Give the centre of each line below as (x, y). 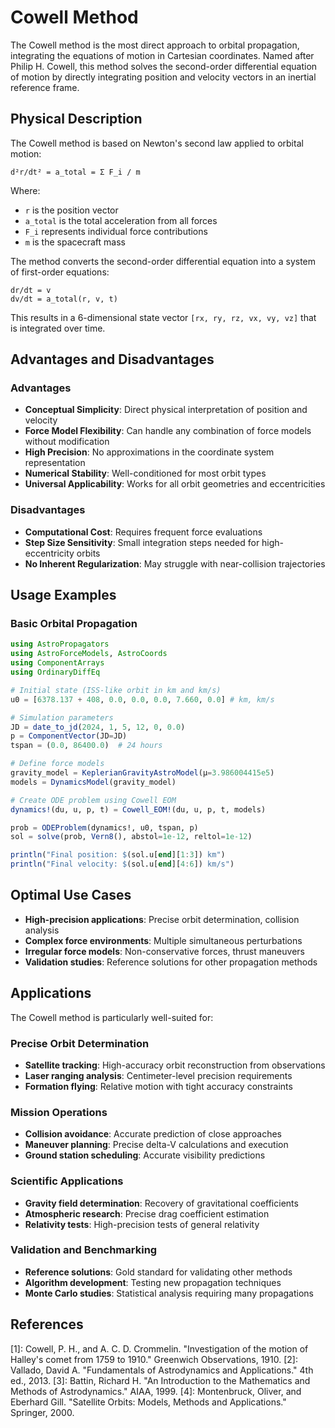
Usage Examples (63, 595)
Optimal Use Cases (71, 895)
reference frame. (45, 87)
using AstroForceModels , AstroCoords (89, 654)
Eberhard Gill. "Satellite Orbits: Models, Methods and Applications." (148, 1402)
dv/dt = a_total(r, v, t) (64, 299)
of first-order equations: (60, 272)
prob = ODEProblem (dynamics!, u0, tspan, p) (104, 827)
